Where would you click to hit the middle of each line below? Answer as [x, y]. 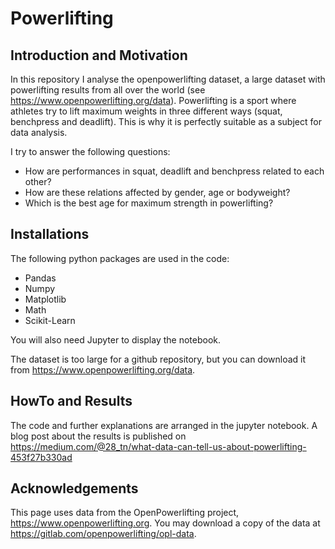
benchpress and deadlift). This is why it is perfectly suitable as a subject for [166, 121]
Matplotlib [45, 299]
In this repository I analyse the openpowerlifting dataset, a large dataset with [168, 79]
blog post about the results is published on [98, 436]
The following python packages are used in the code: [120, 258]
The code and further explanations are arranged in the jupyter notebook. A [164, 425]
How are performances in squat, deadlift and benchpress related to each [174, 171]
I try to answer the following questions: [90, 151]
